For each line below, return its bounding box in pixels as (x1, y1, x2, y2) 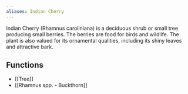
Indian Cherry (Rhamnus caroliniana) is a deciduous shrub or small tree (6, 25, 178, 32)
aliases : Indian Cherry (6, 8, 65, 15)
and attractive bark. (6, 43, 54, 50)
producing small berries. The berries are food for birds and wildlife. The (6, 30, 179, 38)
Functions (6, 60, 44, 70)
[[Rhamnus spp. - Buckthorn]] (14, 82, 88, 89)
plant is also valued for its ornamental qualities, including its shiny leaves (6, 37, 182, 44)
